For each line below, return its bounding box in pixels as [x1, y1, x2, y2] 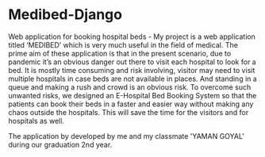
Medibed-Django [8, 6, 123, 24]
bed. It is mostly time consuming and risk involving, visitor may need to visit [8, 65, 255, 75]
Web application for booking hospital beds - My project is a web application [8, 32, 255, 41]
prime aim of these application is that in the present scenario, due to [8, 48, 232, 58]
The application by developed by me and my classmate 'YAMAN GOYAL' [8, 131, 244, 140]
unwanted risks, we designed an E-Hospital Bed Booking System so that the [8, 90, 257, 100]
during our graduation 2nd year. [8, 140, 113, 149]
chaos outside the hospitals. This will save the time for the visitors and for [8, 107, 249, 117]
